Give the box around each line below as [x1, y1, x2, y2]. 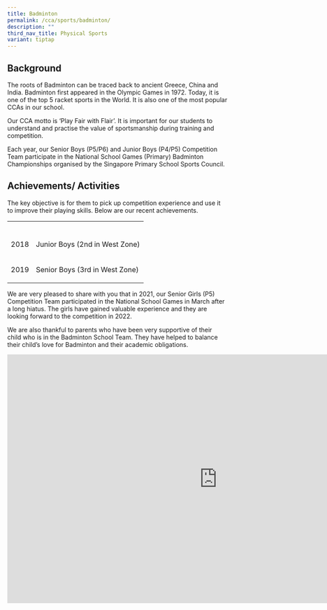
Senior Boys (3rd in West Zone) [36, 264, 139, 274]
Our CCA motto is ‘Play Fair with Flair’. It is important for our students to [7, 116, 213, 125]
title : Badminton [7, 10, 58, 17]
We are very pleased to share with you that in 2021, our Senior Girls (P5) [7, 290, 215, 298]
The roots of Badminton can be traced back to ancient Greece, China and [7, 80, 219, 89]
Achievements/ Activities [7, 180, 120, 192]
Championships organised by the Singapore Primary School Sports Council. [7, 159, 225, 168]
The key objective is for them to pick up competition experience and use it [7, 199, 221, 207]
